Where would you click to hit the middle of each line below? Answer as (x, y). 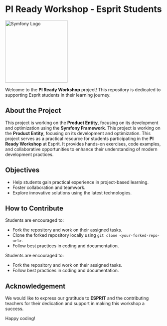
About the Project (33, 111)
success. (14, 309)
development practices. (29, 154)
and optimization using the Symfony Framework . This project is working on (83, 128)
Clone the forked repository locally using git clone (65, 235)
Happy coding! (20, 319)
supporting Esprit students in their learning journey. (58, 95)
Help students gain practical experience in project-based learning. (81, 182)
